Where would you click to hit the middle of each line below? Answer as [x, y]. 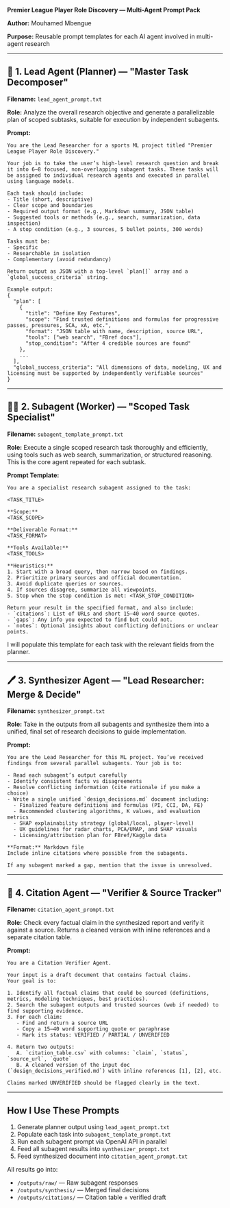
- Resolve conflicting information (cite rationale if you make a [104, 788]
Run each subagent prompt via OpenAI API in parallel [92, 1141]
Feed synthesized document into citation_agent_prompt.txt [102, 1156]
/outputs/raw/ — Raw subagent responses [77, 1183]
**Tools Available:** [38, 548]
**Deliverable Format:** [42, 530]
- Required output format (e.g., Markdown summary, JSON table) [101, 211]
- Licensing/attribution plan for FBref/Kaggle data [90, 836]
